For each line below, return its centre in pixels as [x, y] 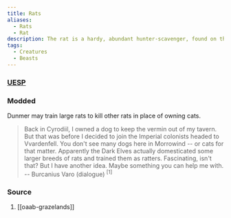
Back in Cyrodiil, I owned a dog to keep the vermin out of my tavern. [120, 129]
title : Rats [24, 13]
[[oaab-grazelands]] [46, 206]
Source [20, 192]
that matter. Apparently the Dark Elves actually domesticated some [119, 151]
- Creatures [31, 52]
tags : [15, 45]
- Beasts [26, 58]
